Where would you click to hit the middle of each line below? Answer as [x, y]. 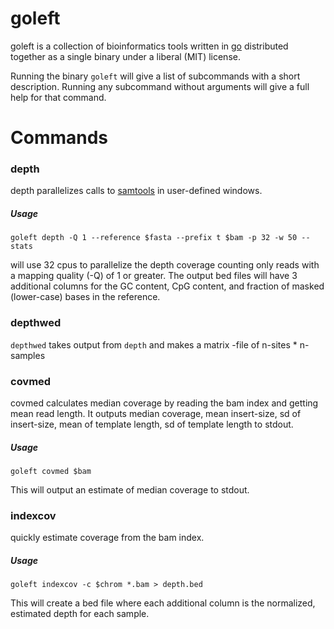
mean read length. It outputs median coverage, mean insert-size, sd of [156, 413]
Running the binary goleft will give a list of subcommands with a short [155, 76]
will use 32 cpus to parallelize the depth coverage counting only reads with [165, 265]
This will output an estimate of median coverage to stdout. [130, 489]
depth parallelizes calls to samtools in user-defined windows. [136, 191]
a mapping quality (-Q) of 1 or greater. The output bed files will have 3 [154, 276]
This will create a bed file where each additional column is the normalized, [163, 603]
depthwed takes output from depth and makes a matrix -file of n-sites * [154, 344]
